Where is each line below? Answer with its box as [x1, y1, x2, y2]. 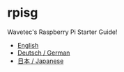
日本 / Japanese [17, 57, 64, 65]
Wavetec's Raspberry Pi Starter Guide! [7, 28, 118, 36]
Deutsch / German [17, 48, 70, 57]
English [17, 41, 39, 49]
